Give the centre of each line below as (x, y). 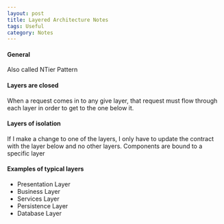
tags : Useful (26, 26)
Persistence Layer (42, 206)
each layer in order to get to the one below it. (71, 108)
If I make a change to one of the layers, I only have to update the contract (111, 138)
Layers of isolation (34, 123)
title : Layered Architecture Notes (58, 20)
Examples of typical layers (46, 169)
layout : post (26, 13)
